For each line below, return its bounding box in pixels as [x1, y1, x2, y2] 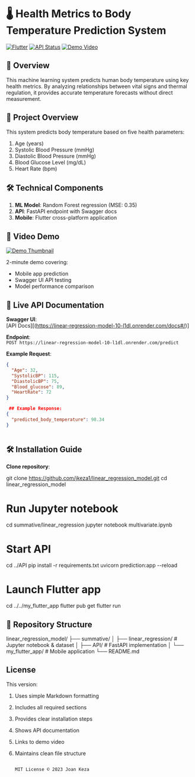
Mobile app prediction [14, 270, 69, 277]
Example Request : [6, 350, 52, 357]
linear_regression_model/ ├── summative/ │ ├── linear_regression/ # [6, 635, 178, 642]
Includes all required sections [14, 703, 87, 711]
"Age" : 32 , [11, 367, 39, 373]
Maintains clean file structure [14, 750, 86, 757]
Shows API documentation [14, 727, 80, 734]
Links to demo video [14, 738, 65, 745]
